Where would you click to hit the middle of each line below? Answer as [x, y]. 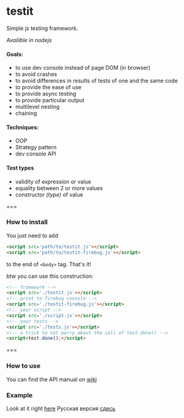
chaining [26, 113]
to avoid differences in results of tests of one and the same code [97, 81]
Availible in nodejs [29, 40]
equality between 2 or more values [59, 188]
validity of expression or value [53, 181]
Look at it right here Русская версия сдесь [61, 408]
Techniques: [23, 127]
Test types [20, 168]
